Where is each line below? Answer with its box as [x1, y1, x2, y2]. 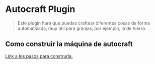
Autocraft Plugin [5, 3, 75, 15]
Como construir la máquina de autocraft [5, 40, 133, 48]
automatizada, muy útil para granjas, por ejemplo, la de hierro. [17, 25, 147, 31]
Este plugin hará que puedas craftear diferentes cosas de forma [17, 20, 150, 26]
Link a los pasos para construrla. [5, 53, 73, 59]
